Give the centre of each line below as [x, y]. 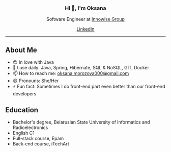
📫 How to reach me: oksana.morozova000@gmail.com [71, 73]
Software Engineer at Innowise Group [85, 19]
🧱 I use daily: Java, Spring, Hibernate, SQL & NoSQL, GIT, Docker [81, 68]
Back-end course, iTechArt [41, 144]
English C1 [23, 133]
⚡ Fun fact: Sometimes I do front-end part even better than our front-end [89, 87]
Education [22, 110]
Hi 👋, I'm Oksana [85, 8]
